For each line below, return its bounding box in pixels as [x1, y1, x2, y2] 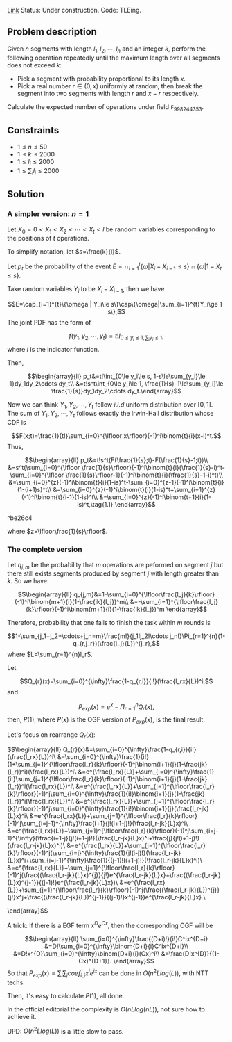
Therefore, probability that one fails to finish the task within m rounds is [7, 619, 211, 627]
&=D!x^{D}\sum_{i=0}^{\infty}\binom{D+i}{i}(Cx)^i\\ [13, 950, 160, 958]
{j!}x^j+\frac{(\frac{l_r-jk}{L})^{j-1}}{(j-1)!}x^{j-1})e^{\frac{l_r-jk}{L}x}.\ [7, 893, 206, 902]
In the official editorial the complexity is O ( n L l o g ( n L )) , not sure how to [7, 1004, 206, 1013]
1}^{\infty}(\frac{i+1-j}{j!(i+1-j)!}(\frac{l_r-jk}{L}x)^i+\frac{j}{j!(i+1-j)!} [7, 834, 200, 842]
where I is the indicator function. [7, 345, 100, 353]
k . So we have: [7, 577, 50, 585]
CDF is [7, 418, 26, 427]
